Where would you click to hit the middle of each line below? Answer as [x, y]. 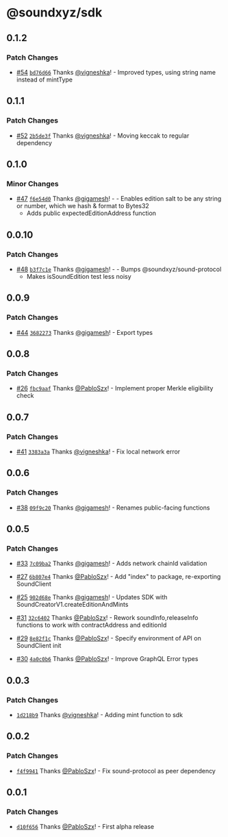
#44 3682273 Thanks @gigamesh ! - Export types [85, 332]
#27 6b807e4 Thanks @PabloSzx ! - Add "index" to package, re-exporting [118, 577]
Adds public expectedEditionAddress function [91, 213]
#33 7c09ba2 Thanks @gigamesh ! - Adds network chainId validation [112, 564]
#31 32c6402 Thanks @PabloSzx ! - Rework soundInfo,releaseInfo [107, 618]
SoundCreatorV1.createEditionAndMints [72, 605]
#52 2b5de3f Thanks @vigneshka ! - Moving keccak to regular [103, 136]
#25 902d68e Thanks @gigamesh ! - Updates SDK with [92, 597]
